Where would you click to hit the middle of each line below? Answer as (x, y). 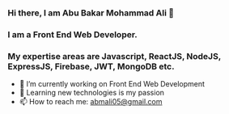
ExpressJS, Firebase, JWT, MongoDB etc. (91, 66)
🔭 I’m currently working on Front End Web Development (112, 84)
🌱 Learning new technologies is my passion (92, 93)
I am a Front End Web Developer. (73, 34)
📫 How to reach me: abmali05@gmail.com (91, 102)
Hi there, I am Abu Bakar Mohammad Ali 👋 (91, 13)
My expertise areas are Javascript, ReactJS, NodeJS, (114, 56)
